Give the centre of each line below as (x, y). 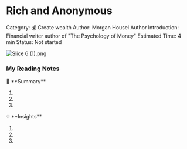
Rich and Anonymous (59, 11)
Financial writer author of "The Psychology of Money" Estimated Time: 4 (94, 36)
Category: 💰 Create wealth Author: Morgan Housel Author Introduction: (93, 27)
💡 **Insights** (24, 117)
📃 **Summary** (26, 82)
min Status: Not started (34, 42)
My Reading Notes (33, 69)
